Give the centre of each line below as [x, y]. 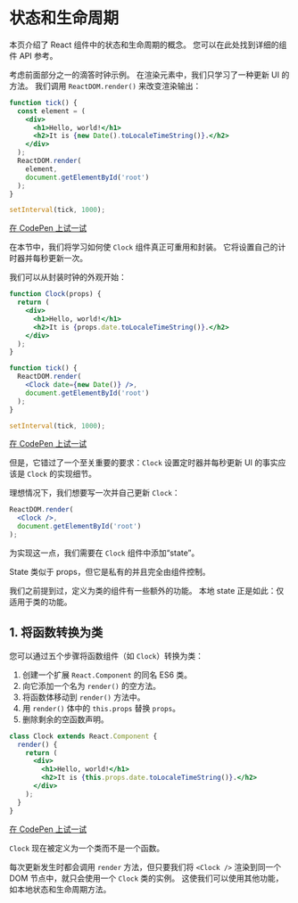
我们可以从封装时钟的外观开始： [68, 277]
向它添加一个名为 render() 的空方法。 [91, 685]
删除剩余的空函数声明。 [65, 719]
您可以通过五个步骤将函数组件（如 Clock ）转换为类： [106, 655]
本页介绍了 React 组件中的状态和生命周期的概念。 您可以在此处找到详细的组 [148, 45]
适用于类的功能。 [41, 602]
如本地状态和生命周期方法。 [60, 889]
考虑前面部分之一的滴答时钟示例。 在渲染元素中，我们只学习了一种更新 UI [145, 74]
